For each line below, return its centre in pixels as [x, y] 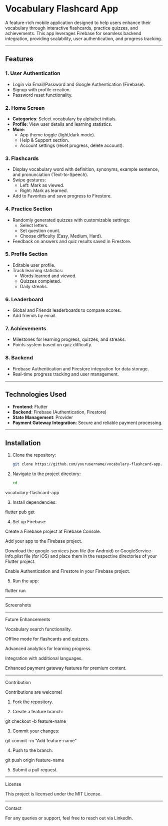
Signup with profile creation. [41, 89]
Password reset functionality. [42, 95]
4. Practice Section [29, 209]
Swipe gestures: [29, 180]
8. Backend [19, 358]
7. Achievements [26, 329]
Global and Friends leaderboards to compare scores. [67, 310]
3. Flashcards [22, 158]
